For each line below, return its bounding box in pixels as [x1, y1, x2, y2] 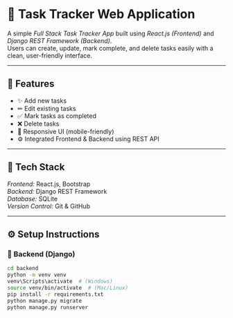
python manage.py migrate [7, 297, 82, 304]
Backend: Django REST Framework [7, 187, 107, 195]
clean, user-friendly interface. [7, 51, 92, 60]
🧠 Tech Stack [7, 161, 65, 173]
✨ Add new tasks [17, 97, 67, 105]
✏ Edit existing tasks [17, 104, 76, 112]
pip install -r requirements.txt [7, 291, 104, 298]
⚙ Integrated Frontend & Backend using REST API [17, 135, 159, 143]
